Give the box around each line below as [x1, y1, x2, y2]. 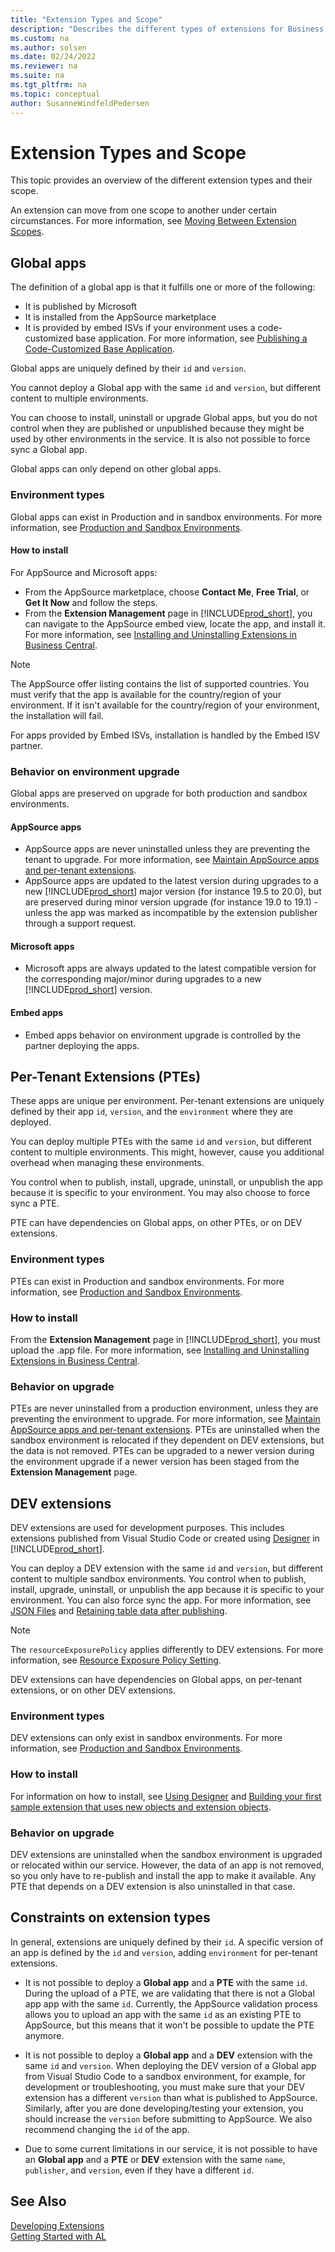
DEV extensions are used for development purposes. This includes [10, 1522, 285, 1534]
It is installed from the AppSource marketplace [24, 311, 217, 323]
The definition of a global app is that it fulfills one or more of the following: [10, 281, 316, 293]
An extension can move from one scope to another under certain [10, 204, 278, 216]
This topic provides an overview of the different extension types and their [10, 174, 313, 186]
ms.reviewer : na [10, 61, 78, 71]
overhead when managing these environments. [10, 1157, 205, 1169]
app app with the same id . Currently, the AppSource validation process [24, 1997, 318, 2010]
